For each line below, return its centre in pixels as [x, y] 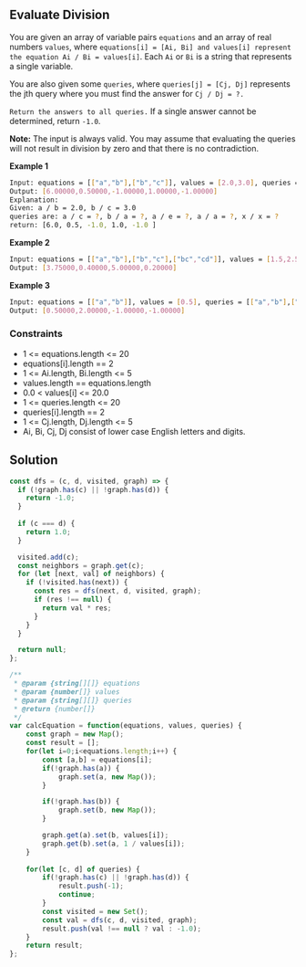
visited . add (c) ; [48, 557]
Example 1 [29, 166]
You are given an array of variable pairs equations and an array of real [140, 37]
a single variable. [41, 66]
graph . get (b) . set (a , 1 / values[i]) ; [113, 844]
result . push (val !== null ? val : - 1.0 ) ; [122, 929]
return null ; [42, 650]
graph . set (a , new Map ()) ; [107, 777]
